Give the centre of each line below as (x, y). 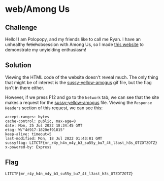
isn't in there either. (25, 88)
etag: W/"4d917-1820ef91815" (35, 130)
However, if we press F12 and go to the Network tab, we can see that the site (82, 97)
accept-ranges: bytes (27, 117)
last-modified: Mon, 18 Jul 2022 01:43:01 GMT (54, 138)
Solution (18, 65)
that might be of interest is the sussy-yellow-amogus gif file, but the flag (78, 82)
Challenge (21, 27)
